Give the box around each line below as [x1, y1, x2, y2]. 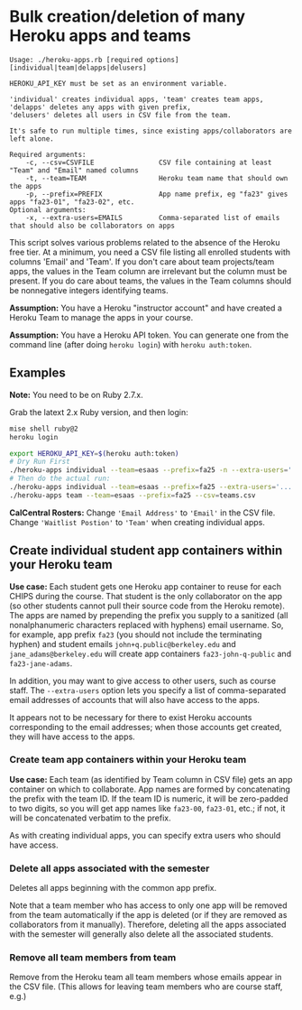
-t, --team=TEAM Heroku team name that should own [25, 173, 288, 182]
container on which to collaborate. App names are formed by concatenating [9, 783, 291, 794]
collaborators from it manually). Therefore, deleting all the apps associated [9, 919, 287, 931]
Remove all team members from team [9, 951, 177, 964]
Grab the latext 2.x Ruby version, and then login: [9, 406, 188, 417]
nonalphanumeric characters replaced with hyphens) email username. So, [9, 619, 284, 630]
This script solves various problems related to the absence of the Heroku [9, 236, 280, 247]
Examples [9, 366, 66, 381]
